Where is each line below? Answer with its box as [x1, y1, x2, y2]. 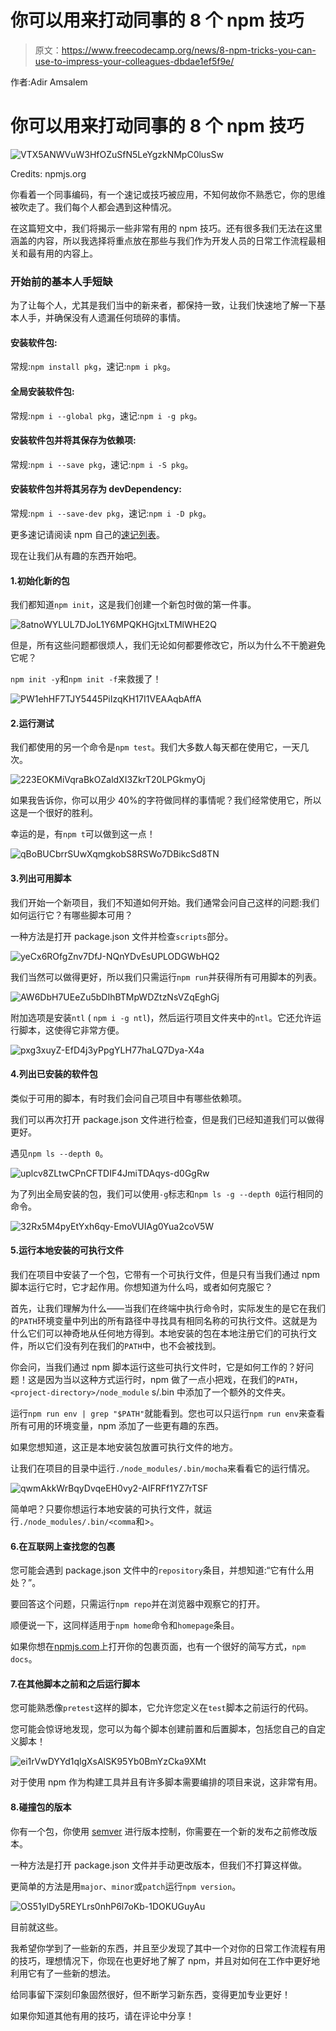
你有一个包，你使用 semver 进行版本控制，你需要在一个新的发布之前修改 [10, 1825, 309, 1837]
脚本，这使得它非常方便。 [18, 1024, 125, 1036]
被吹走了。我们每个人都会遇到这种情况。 [10, 201, 177, 213]
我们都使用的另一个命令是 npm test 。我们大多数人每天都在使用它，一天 [10, 741, 301, 753]
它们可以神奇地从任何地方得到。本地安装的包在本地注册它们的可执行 [27, 1327, 308, 1339]
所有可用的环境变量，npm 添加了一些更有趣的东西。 [10, 1420, 225, 1431]
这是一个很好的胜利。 [10, 807, 98, 819]
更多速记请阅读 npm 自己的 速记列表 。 [10, 528, 165, 540]
